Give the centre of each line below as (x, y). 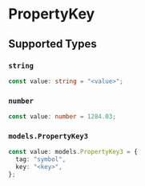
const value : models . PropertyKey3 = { (73, 152)
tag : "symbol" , (41, 159)
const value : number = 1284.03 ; (62, 117)
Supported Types (53, 44)
